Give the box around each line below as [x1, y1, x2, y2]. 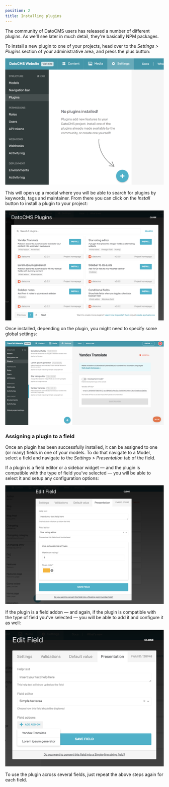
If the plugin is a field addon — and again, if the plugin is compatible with [5, 609, 156, 615]
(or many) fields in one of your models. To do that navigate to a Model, [5, 450, 151, 456]
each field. [5, 777, 28, 783]
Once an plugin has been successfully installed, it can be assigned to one [5, 444, 157, 450]
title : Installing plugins [5, 13, 62, 19]
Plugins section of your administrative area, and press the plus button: [5, 48, 151, 54]
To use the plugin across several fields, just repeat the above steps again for [5, 771, 163, 777]
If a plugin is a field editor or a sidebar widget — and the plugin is [5, 465, 140, 471]
